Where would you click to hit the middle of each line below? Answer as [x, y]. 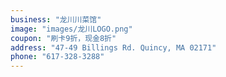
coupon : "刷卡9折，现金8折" [63, 38]
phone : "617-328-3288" [57, 57]
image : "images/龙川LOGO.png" [71, 29]
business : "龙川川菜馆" [56, 19]
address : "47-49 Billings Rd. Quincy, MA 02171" [113, 47]
